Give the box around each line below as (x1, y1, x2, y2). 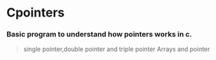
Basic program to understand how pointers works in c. (6, 30, 193, 39)
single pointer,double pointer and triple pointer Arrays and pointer (23, 45, 210, 53)
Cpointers (6, 5, 65, 21)
